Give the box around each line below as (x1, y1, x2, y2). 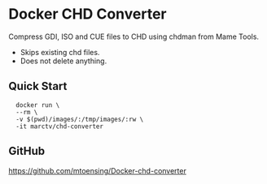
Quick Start (8, 79, 68, 93)
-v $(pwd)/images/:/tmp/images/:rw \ (15, 115, 144, 123)
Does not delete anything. (20, 56, 107, 66)
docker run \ (15, 101, 60, 109)
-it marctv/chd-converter (15, 122, 104, 131)
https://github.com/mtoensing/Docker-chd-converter (8, 165, 187, 175)
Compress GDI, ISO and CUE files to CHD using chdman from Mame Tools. (8, 32, 259, 41)
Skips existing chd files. (20, 47, 100, 57)
